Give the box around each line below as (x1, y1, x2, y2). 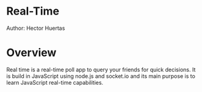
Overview (6, 46, 57, 60)
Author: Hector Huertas (6, 24, 65, 32)
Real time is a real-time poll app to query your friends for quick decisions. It (6, 66, 196, 73)
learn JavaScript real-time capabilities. (6, 79, 104, 86)
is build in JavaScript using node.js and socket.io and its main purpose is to (6, 72, 195, 80)
